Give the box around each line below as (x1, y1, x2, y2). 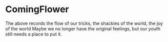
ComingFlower (5, 4, 69, 15)
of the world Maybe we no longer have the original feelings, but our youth (5, 25, 160, 31)
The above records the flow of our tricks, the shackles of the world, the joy (5, 20, 163, 26)
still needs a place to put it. (5, 31, 62, 37)
